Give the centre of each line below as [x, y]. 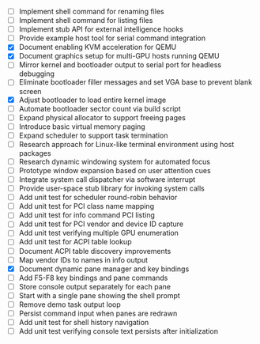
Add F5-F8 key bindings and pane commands [93, 278]
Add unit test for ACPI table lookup [75, 242]
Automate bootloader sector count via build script [100, 108]
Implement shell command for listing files [86, 21]
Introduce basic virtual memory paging [82, 127]
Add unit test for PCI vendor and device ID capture [101, 224]
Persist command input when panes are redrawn [98, 313]
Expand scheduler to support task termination [93, 135]
